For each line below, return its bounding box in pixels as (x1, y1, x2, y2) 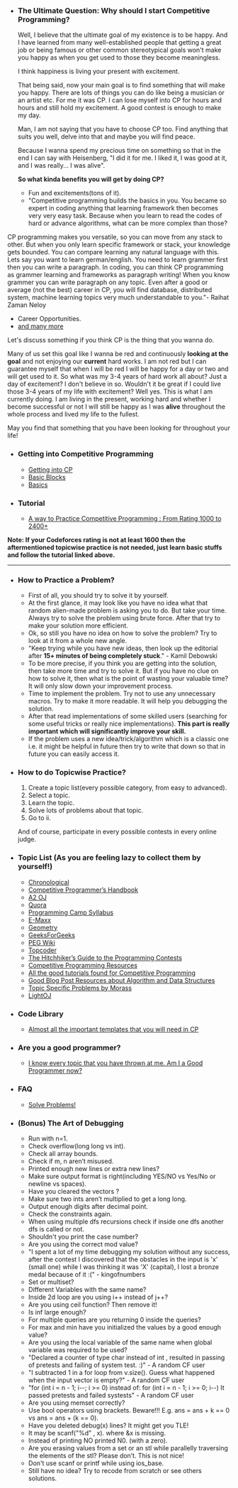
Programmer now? (28, 1067, 83, 1075)
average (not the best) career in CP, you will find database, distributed (7, 286, 212, 294)
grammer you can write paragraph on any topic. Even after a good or (7, 278, 208, 286)
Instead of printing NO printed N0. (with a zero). (28, 1436, 168, 1445)
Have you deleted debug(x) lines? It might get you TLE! (28, 1420, 189, 1430)
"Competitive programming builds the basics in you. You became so (28, 196, 227, 205)
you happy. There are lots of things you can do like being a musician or (17, 88, 225, 97)
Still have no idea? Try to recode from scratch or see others (28, 1466, 202, 1474)
